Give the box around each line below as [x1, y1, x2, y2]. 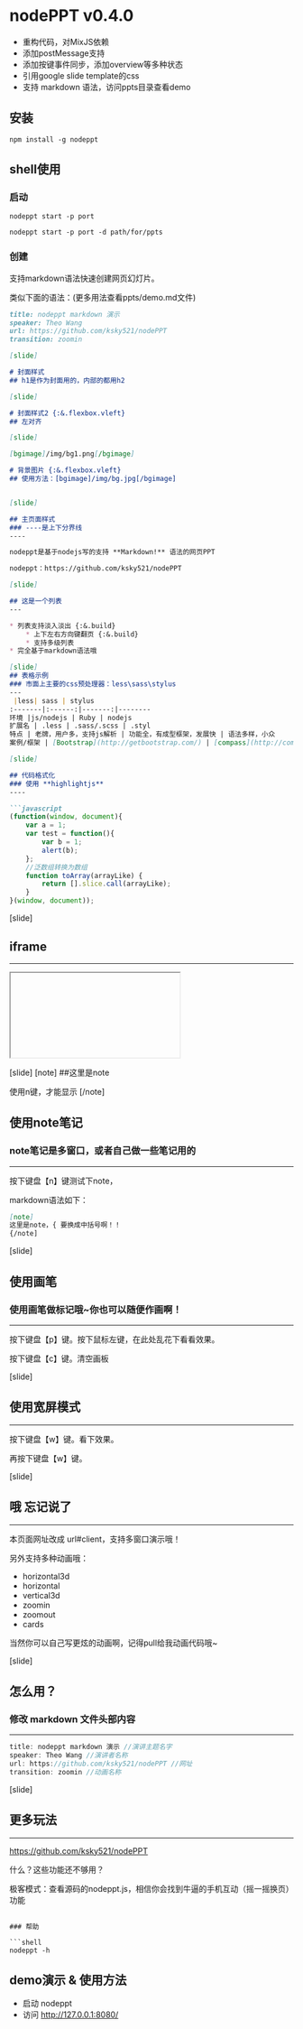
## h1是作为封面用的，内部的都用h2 [9, 375, 125, 384]
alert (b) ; [41, 846, 78, 855]
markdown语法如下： [9, 1194, 88, 1205]
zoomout [22, 1608, 56, 1620]
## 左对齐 [9, 417, 42, 426]
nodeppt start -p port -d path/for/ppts [9, 227, 164, 237]
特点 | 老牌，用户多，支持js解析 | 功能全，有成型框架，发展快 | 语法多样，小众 [9, 730, 276, 739]
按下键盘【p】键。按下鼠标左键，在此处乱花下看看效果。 [9, 1333, 220, 1345]
